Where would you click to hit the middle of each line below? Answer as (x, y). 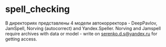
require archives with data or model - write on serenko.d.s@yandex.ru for (81, 33)
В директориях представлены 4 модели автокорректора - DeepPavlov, (81, 23)
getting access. (21, 39)
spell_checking (38, 9)
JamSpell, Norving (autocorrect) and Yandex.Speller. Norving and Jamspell (83, 28)
